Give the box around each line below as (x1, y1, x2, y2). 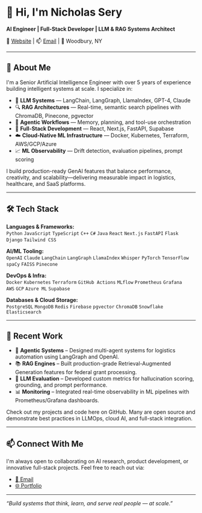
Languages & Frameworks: (6, 223, 75, 230)
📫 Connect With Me (6, 438, 84, 449)
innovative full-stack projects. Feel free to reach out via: (6, 464, 145, 472)
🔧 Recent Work (6, 331, 63, 341)
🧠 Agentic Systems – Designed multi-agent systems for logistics (14, 347, 176, 354)
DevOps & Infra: (6, 272, 47, 279)
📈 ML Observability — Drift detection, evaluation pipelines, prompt (14, 147, 183, 154)
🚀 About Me (6, 63, 51, 73)
